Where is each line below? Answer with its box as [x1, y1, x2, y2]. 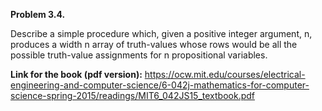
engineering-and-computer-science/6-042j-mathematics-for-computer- [10, 79, 310, 91]
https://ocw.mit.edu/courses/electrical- [144, 69, 306, 80]
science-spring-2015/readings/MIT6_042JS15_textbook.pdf [10, 90, 255, 101]
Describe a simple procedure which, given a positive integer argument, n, [10, 28, 313, 39]
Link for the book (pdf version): [10, 69, 143, 80]
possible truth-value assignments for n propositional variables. [10, 49, 268, 61]
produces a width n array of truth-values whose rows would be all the [10, 39, 298, 50]
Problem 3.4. [10, 9, 66, 20]
